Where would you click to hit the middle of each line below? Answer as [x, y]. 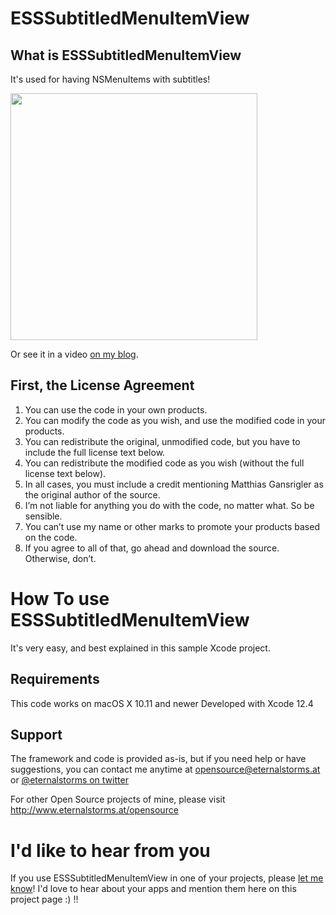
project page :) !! [44, 899]
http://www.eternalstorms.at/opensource [94, 810]
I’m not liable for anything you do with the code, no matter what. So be [169, 505]
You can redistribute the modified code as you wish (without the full [164, 463]
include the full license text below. [95, 452]
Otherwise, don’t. [60, 558]
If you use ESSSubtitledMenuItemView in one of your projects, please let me [167, 878]
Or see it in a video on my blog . [74, 354]
